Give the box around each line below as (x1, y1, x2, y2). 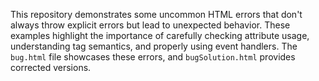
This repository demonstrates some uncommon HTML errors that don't (10, 9, 303, 20)
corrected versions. (10, 62, 92, 73)
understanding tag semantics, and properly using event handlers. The (10, 40, 298, 52)
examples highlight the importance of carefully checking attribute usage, (10, 30, 310, 41)
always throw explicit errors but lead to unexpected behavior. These (10, 19, 291, 31)
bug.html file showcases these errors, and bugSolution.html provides (10, 51, 296, 63)
